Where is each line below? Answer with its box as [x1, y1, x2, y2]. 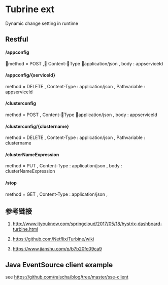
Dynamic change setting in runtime [5, 20, 79, 26]
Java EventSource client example [5, 260, 113, 269]
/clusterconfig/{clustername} [5, 123, 70, 129]
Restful [5, 35, 28, 44]
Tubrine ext [5, 4, 55, 15]
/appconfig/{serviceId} [5, 72, 56, 78]
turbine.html [12, 226, 39, 232]
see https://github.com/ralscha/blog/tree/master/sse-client [5, 274, 128, 280]
